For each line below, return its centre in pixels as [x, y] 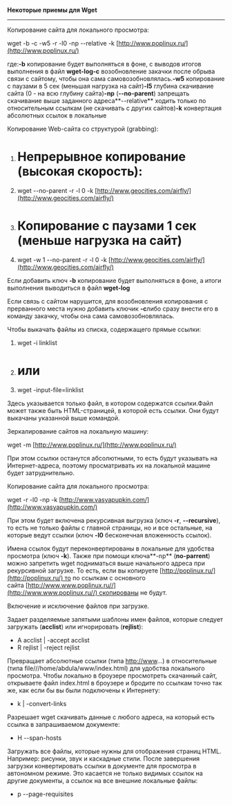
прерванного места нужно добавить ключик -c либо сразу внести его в [113, 308]
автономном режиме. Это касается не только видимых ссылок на [105, 773]
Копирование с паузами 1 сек [107, 226]
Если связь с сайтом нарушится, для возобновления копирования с [108, 301]
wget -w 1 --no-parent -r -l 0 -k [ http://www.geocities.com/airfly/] [111, 259]
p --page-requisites [45, 794]
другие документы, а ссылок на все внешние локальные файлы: [103, 780]
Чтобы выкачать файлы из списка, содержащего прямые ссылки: [104, 329]
